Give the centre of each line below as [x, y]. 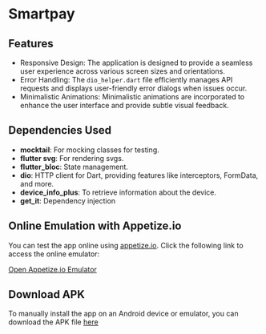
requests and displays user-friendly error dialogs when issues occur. [133, 88]
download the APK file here [53, 322]
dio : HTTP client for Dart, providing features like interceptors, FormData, [139, 175]
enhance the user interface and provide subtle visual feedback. [125, 105]
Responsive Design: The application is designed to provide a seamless [136, 62]
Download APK [47, 294]
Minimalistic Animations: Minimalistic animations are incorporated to [132, 97]
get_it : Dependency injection [68, 200]
